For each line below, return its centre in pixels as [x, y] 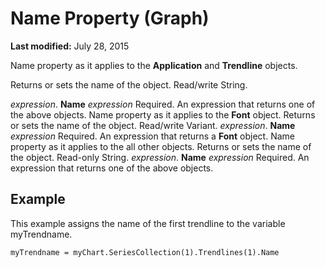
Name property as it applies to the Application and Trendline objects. [154, 65]
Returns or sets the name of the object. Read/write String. [129, 84]
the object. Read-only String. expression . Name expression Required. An [160, 157]
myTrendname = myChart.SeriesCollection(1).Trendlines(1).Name [145, 252]
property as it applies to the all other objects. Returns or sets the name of [161, 146]
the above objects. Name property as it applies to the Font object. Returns [163, 114]
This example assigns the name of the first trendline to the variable [148, 223]
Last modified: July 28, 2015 [70, 46]
